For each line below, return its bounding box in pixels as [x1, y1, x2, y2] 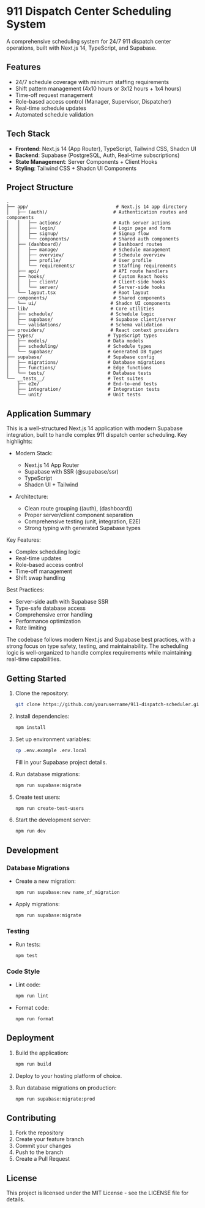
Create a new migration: [15, 877, 76, 885]
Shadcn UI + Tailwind [24, 481, 78, 488]
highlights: [6, 437, 33, 445]
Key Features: [6, 536, 41, 544]
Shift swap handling [15, 574, 65, 582]
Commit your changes [15, 1142, 72, 1150]
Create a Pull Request [15, 1155, 70, 1163]
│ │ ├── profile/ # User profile [6, 258, 152, 264]
